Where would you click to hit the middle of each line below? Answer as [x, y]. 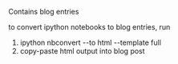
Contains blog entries [44, 12]
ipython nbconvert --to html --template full [91, 42]
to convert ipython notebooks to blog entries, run [89, 27]
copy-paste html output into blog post [83, 51]
